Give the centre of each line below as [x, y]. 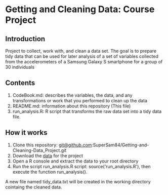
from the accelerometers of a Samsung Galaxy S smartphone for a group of [84, 62]
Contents [20, 83]
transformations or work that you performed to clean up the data [80, 100]
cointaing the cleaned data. [34, 187]
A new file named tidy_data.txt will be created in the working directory [78, 181]
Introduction [25, 39]
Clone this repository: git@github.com [52, 145]
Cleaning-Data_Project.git [39, 150]
